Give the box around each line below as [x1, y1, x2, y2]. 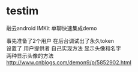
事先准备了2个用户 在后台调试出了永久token [6, 37, 115, 44]
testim [6, 4, 39, 18]
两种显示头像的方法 [6, 52, 54, 59]
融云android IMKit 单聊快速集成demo [6, 24, 97, 32]
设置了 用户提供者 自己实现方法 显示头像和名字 [6, 45, 121, 52]
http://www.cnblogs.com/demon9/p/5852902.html [6, 58, 132, 66]
